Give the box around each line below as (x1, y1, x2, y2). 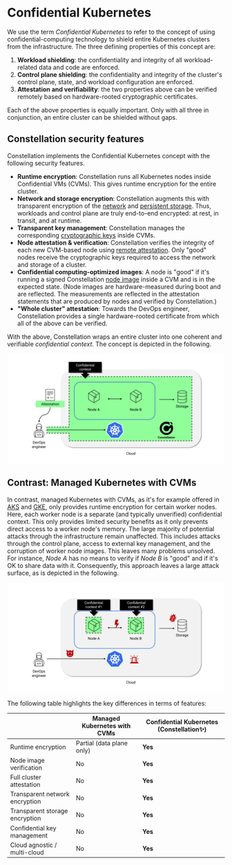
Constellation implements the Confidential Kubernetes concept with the (7, 151, 211, 160)
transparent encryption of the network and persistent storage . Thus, (17, 202, 212, 210)
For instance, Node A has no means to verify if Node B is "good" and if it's (7, 554, 219, 562)
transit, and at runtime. (17, 216, 82, 225)
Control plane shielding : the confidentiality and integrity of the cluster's (17, 70, 222, 79)
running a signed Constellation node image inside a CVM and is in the (17, 275, 215, 283)
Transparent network (10, 790, 70, 798)
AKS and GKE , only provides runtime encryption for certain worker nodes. (7, 502, 217, 511)
